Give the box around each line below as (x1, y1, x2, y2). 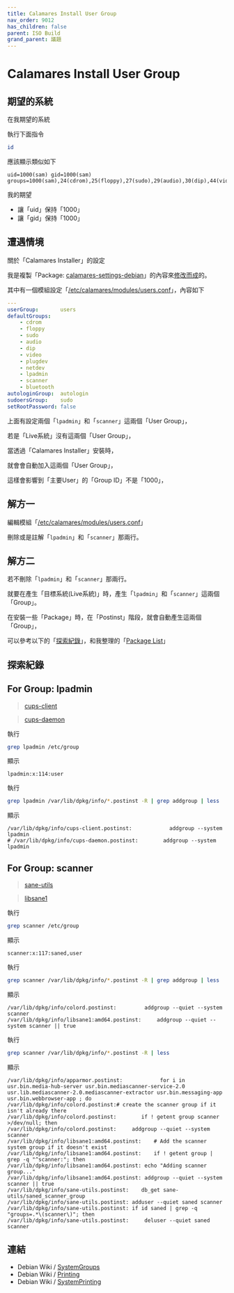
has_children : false (7, 23, 68, 30)
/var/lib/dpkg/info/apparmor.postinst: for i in (7, 1076, 186, 1083)
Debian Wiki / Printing (17, 1270, 80, 1278)
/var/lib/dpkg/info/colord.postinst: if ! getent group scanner (7, 1113, 219, 1120)
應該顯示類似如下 (7, 157, 56, 166)
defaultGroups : (7, 313, 52, 320)
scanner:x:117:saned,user (7, 950, 82, 957)
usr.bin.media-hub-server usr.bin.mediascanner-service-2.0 (7, 1083, 186, 1090)
